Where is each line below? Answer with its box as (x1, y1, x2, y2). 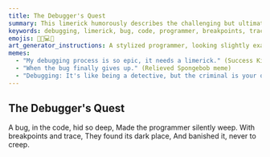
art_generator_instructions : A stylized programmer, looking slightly (8, 42, 250, 50)
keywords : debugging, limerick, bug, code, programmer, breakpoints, (8, 27, 247, 35)
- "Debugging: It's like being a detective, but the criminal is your (15, 72, 257, 80)
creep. (8, 140, 30, 150)
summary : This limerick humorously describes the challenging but (8, 19, 235, 27)
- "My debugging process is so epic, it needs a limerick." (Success (15, 57, 253, 65)
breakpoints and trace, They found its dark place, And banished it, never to (8, 131, 257, 141)
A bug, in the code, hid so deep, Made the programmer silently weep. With (8, 122, 256, 133)
